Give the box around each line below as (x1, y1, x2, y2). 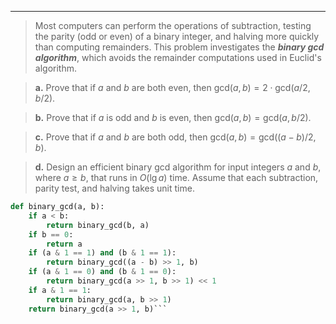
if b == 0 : (28, 229, 74, 240)
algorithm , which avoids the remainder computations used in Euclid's (34, 52, 322, 63)
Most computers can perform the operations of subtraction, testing (34, 20, 312, 31)
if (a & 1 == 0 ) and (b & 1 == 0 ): (28, 267, 177, 277)
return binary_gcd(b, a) (46, 220, 150, 230)
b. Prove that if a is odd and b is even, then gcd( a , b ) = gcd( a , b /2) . (34, 112, 312, 123)
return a (46, 239, 83, 249)
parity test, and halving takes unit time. (34, 182, 195, 194)
